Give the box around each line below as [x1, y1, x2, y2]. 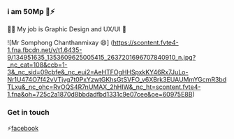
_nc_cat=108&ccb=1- [7, 60, 68, 69]
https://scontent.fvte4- [112, 38, 180, 47]
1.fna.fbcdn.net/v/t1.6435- [7, 46, 82, 54]
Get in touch [7, 108, 50, 117]
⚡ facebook [7, 124, 39, 132]
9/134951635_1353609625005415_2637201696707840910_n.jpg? [7, 54, 196, 62]
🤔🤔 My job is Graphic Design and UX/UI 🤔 [7, 25, 127, 33]
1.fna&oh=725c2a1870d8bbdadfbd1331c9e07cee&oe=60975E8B [7, 90, 193, 99]
